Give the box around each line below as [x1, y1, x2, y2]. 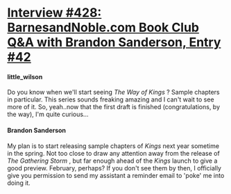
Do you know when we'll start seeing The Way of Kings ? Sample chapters [7, 88, 220, 97]
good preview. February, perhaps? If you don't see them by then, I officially [7, 163, 222, 172]
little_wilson [7, 72, 43, 81]
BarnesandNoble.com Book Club [7, 19, 200, 35]
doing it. [7, 179, 31, 187]
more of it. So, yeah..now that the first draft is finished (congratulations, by [7, 103, 221, 111]
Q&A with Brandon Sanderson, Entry [7, 35, 221, 50]
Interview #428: [7, 5, 102, 21]
